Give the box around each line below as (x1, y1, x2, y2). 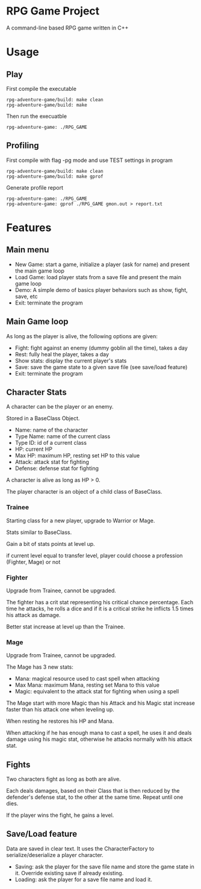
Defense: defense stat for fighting (14, 465, 99, 472)
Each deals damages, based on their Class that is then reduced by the (6, 787, 180, 795)
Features (6, 221, 52, 234)
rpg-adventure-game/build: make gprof (6, 173, 104, 179)
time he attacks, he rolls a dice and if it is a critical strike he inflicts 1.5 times (6, 605, 194, 612)
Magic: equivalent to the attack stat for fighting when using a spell (14, 688, 179, 695)
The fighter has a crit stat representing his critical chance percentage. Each (6, 598, 194, 606)
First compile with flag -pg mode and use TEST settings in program (6, 156, 173, 164)
